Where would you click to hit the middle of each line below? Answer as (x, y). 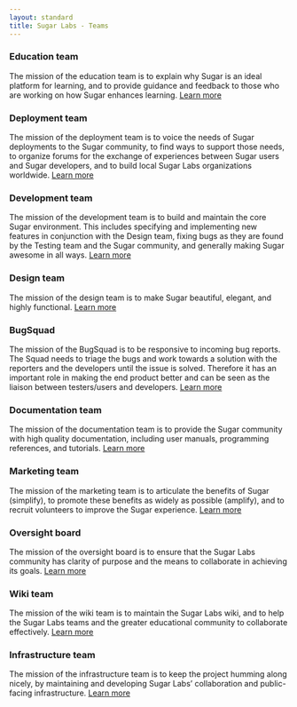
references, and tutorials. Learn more (77, 449)
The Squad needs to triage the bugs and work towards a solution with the (143, 358)
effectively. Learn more (51, 632)
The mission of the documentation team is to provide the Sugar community (146, 429)
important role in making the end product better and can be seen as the (140, 377)
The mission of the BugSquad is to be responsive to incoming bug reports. (145, 349)
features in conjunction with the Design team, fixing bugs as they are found (146, 236)
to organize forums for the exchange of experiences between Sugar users (144, 156)
